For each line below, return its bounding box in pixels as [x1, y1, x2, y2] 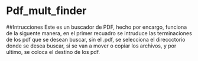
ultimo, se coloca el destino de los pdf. [6, 48, 100, 55]
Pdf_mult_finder [6, 4, 87, 18]
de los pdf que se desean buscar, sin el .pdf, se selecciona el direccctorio [6, 36, 186, 43]
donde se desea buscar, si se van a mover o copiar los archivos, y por [6, 42, 177, 49]
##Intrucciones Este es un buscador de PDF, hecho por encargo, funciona [6, 23, 187, 30]
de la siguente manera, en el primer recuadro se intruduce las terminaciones [6, 29, 192, 36]
